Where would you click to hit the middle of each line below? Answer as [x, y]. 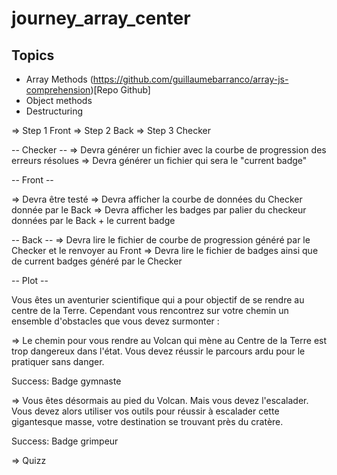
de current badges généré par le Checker [97, 261]
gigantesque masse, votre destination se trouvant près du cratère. [147, 421]
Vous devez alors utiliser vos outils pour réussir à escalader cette [145, 411]
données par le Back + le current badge [93, 220]
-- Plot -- [30, 280]
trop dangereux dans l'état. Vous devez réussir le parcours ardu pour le [158, 351]
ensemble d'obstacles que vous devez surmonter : [115, 321]
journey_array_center [101, 18]
